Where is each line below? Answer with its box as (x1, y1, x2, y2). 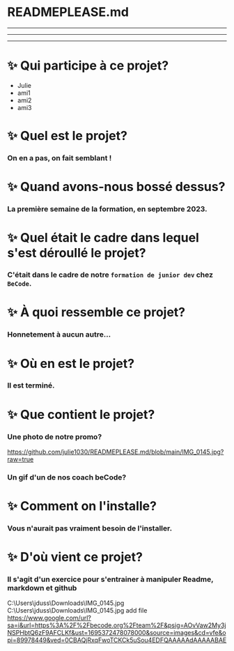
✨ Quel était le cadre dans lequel (7, 230, 200, 246)
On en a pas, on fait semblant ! (7, 153, 112, 162)
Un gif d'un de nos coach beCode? (7, 472, 127, 482)
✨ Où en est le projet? (7, 355, 134, 372)
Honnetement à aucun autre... (7, 330, 111, 339)
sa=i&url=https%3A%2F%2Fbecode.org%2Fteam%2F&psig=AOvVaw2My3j (7, 621, 226, 629)
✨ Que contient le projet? (7, 406, 155, 422)
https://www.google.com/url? (7, 614, 92, 622)
